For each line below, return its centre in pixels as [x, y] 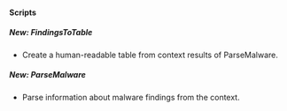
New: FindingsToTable [51, 33]
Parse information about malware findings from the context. [131, 97]
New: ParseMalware [48, 75]
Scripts [23, 12]
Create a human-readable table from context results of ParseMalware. [150, 55]
